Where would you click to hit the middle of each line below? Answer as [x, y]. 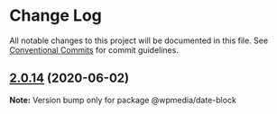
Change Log [55, 16]
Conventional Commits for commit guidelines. [94, 49]
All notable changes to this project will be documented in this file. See [139, 40]
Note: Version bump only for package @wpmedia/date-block [123, 100]
